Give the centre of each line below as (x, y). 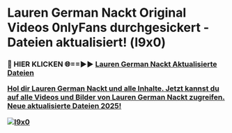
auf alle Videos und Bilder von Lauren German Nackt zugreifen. (116, 97)
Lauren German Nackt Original (97, 13)
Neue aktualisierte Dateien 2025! (64, 106)
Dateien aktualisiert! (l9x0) (86, 42)
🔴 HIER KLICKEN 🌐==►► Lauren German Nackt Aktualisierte (112, 64)
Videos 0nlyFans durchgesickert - (108, 28)
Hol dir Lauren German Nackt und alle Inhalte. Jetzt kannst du (113, 88)
